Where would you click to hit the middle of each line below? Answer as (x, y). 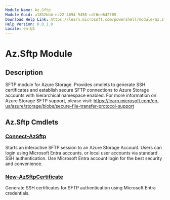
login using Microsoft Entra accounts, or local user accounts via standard (81, 153)
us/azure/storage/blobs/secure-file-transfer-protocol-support (70, 106)
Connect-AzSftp (26, 136)
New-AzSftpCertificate (34, 177)
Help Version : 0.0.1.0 (29, 24)
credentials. (17, 193)
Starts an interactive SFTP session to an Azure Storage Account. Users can (83, 147)
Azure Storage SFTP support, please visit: (49, 101)
